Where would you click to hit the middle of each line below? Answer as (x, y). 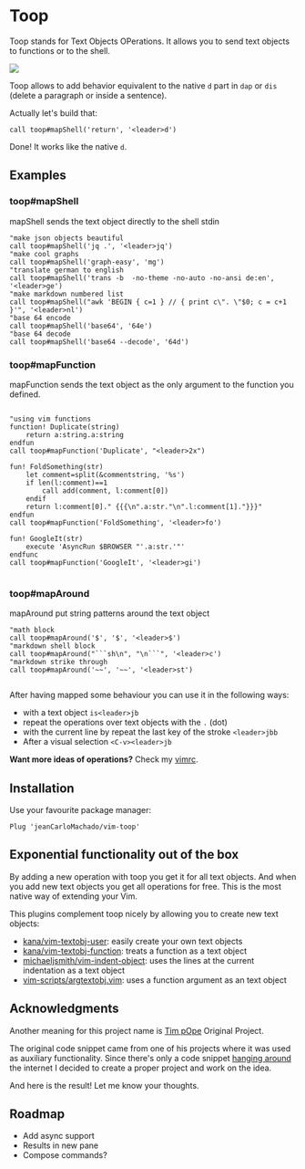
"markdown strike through (58, 663)
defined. (25, 394)
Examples (38, 176)
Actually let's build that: (54, 113)
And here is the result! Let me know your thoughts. (104, 1085)
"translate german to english (67, 270)
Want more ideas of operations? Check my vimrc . (104, 759)
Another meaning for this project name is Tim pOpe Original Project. (137, 1030)
